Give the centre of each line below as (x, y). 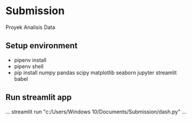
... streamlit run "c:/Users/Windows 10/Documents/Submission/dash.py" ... (96, 112)
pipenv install (30, 60)
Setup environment (42, 46)
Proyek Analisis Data (30, 27)
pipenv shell (29, 66)
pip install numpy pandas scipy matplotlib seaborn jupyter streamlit (95, 73)
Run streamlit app (39, 98)
